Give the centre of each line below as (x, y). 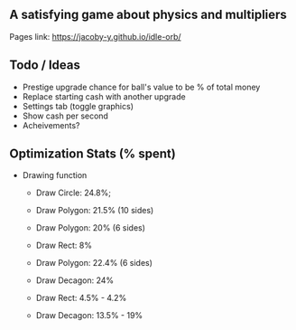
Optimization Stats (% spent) (92, 154)
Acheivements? (51, 125)
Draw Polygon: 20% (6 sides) (91, 228)
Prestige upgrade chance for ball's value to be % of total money (141, 87)
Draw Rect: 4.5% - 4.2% (81, 298)
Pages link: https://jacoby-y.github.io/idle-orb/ (96, 36)
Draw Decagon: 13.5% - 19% (89, 316)
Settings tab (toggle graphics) (78, 106)
